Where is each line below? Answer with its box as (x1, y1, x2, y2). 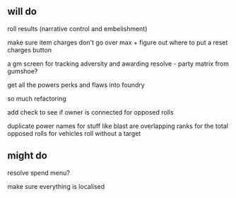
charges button (7, 45, 52, 54)
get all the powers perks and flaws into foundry (7, 81, 145, 89)
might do (7, 150, 47, 162)
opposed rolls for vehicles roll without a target (7, 129, 141, 137)
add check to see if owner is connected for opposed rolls (7, 107, 175, 116)
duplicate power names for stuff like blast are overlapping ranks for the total (7, 122, 228, 130)
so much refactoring (7, 94, 66, 103)
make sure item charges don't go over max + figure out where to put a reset (7, 38, 228, 47)
